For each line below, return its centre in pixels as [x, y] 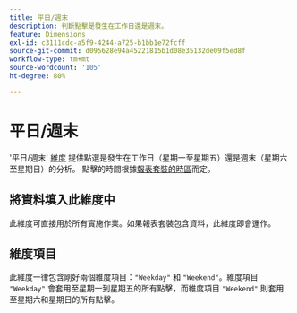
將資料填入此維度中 [62, 200]
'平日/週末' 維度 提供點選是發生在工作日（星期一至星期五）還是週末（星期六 [148, 157]
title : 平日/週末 [39, 17]
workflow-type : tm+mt [50, 59]
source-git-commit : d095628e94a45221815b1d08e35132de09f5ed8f [127, 51]
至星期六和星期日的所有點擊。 [64, 300]
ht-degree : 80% [38, 76]
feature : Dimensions [48, 34]
